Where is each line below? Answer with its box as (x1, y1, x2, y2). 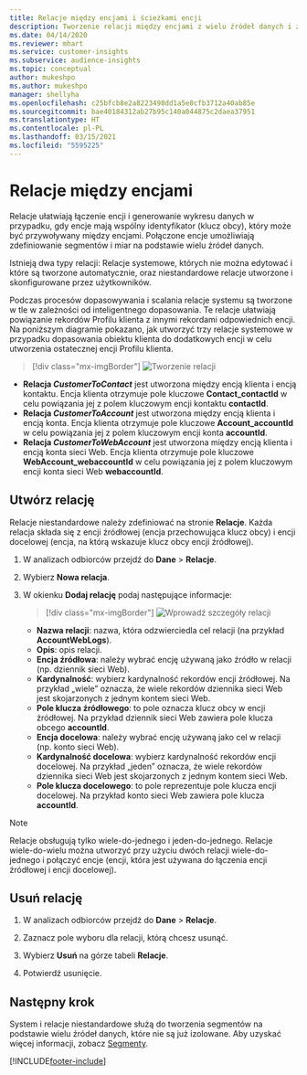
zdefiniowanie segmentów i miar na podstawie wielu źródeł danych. (9, 239, 265, 250)
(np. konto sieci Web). (36, 741, 120, 752)
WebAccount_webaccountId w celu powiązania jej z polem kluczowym (22, 456, 293, 467)
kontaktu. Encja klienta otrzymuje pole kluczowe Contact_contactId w (22, 388, 288, 399)
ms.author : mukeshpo (9, 81, 89, 90)
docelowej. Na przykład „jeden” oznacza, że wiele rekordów (36, 761, 263, 772)
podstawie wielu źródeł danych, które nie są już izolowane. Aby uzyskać (9, 1028, 281, 1039)
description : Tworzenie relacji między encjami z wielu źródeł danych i (9, 22, 292, 31)
